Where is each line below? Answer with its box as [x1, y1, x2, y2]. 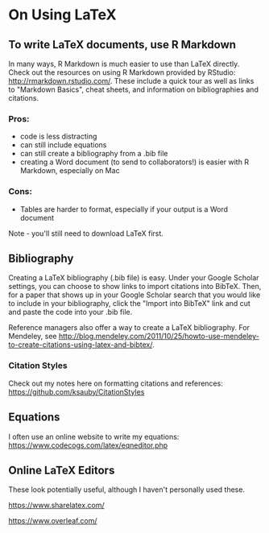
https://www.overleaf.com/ [8, 516, 97, 526]
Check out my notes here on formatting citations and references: [8, 378, 223, 388]
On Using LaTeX [8, 6, 117, 24]
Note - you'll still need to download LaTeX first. [8, 228, 163, 238]
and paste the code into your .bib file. [8, 308, 133, 317]
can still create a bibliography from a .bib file [19, 149, 168, 159]
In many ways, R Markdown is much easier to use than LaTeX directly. [8, 59, 240, 68]
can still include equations [19, 140, 107, 150]
